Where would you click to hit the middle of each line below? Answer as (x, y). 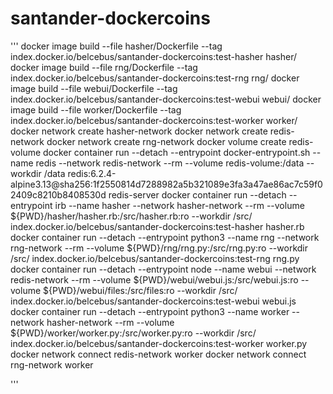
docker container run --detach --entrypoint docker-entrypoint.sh (177, 152)
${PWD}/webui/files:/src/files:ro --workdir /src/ (140, 290)
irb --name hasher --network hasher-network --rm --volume (179, 205)
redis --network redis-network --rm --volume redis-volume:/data (170, 163)
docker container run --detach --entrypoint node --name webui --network (163, 269)
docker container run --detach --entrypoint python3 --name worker (150, 311)
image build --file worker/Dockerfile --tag (96, 109)
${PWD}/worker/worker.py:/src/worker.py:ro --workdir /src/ (133, 333)
